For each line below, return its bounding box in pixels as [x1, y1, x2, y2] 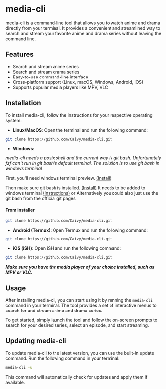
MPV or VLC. [5, 269, 33, 275]
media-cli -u [5, 365, 33, 370]
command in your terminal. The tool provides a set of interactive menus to [5, 302, 157, 309]
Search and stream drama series [12, 69, 80, 75]
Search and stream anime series [12, 63, 79, 69]
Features [5, 50, 34, 59]
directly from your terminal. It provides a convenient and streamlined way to [5, 25, 161, 31]
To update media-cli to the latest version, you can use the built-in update [5, 350, 154, 356]
